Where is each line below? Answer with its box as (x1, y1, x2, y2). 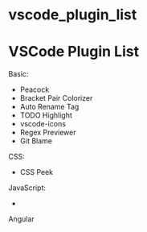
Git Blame (19, 136, 52, 146)
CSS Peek (19, 168, 54, 177)
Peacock (19, 85, 50, 94)
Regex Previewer (19, 127, 76, 138)
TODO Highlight (19, 110, 72, 120)
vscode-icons (19, 119, 67, 129)
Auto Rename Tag (19, 102, 80, 112)
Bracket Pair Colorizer (19, 93, 93, 103)
